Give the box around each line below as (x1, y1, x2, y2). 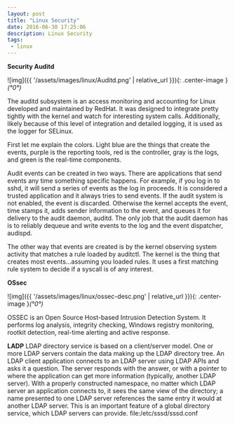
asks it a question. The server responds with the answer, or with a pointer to (7, 364, 227, 373)
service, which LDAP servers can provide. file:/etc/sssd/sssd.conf (7, 409, 199, 417)
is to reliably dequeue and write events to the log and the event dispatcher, (7, 221, 223, 229)
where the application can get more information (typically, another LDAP (7, 372, 216, 380)
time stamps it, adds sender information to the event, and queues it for (7, 207, 211, 214)
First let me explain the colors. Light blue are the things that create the (7, 141, 210, 148)
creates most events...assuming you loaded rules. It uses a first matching (7, 257, 219, 266)
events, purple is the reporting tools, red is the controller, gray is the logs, (7, 148, 220, 156)
